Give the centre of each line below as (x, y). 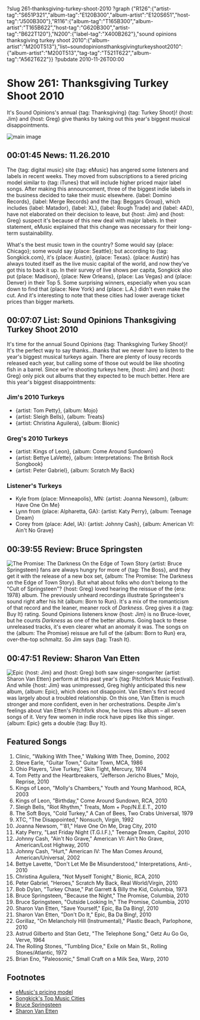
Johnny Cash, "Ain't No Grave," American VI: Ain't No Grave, (90, 838)
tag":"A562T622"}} (30, 59)
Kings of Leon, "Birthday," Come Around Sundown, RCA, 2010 (91, 800)
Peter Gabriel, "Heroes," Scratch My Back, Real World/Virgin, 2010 (96, 883)
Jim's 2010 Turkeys (36, 397)
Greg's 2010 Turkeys (37, 439)
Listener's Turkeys (34, 486)
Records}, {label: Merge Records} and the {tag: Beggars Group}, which (93, 201)
